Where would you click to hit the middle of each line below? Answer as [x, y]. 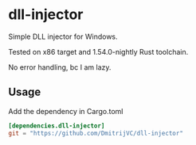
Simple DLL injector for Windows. [63, 36]
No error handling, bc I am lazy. [60, 67]
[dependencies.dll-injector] [57, 126]
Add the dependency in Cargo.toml [66, 111]
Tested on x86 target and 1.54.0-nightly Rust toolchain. [98, 52]
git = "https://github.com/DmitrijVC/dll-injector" [96, 133]
